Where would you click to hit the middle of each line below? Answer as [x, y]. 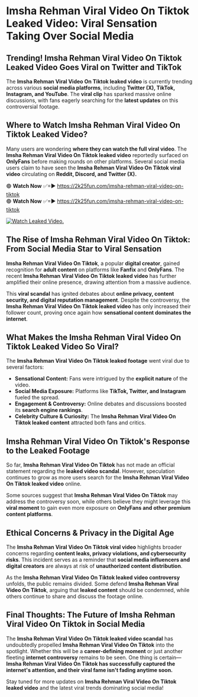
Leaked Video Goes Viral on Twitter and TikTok [94, 67]
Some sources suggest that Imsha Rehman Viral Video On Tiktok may [92, 495]
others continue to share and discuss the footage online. [75, 596]
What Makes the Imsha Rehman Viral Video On [94, 338]
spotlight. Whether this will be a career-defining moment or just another [95, 651]
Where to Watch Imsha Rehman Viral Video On [93, 125]
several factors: [25, 367]
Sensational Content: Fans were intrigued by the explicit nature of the [101, 379]
